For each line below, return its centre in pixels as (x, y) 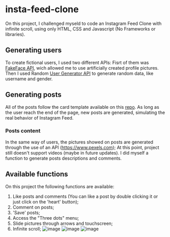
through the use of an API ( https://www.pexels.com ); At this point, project (82, 147)
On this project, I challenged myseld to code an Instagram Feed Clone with (83, 23)
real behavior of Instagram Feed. (39, 117)
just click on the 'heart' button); (46, 201)
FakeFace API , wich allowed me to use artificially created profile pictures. (82, 68)
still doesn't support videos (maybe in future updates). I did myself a (77, 153)
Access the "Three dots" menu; (46, 218)
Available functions (37, 174)
